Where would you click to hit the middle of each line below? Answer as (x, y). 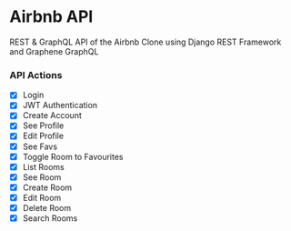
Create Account (52, 115)
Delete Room (46, 207)
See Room (42, 177)
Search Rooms (50, 218)
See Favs (40, 146)
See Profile (43, 126)
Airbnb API (51, 17)
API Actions (36, 75)
